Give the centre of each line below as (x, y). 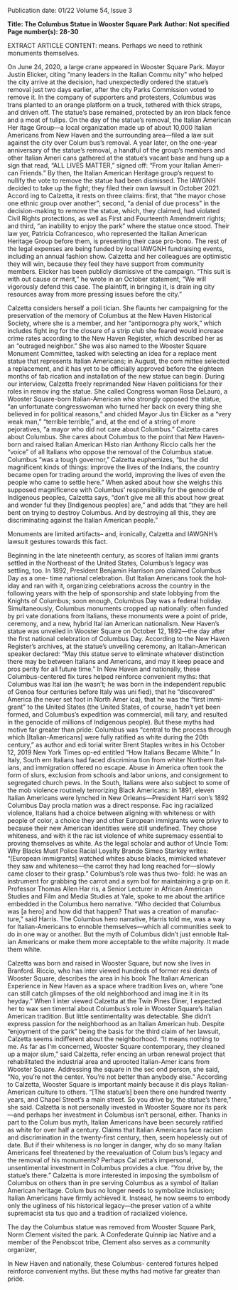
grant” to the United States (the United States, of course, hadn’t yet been (114, 707)
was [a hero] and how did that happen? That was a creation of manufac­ (113, 911)
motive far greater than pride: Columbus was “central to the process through (119, 730)
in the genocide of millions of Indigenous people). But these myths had (111, 722)
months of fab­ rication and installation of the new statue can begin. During (116, 376)
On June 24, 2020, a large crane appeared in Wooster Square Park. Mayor (116, 67)
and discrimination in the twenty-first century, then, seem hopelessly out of (118, 1137)
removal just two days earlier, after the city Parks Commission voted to (111, 89)
